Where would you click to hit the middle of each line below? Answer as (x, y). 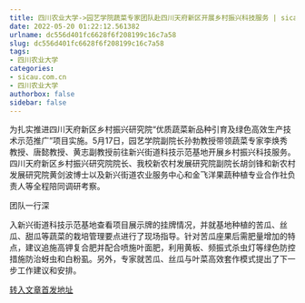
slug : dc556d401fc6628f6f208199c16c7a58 (87, 43)
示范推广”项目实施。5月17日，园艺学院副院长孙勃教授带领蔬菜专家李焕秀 (152, 141)
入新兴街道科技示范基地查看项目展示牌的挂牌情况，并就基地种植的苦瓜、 (144, 225)
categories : (32, 69)
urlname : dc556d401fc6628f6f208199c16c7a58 (93, 35)
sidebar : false (38, 102)
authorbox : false (42, 94)
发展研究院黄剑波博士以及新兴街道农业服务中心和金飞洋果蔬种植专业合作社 (148, 175)
